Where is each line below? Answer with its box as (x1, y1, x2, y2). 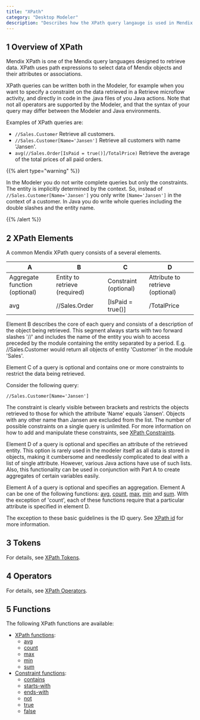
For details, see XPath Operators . (6, 587, 87, 594)
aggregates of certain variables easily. (6, 472, 100, 479)
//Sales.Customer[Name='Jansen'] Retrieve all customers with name (14, 137, 180, 144)
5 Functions (6, 604, 51, 614)
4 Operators (6, 571, 52, 582)
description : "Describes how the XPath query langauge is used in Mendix (6, 20, 193, 26)
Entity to (56, 273, 80, 281)
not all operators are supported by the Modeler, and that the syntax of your (6, 101, 190, 108)
